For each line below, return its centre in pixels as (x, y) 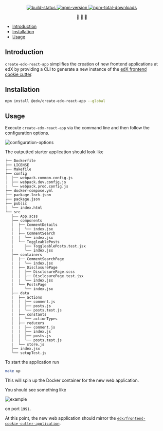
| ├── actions (27, 298)
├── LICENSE (17, 165)
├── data (20, 293)
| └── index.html (24, 208)
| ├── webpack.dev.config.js (36, 182)
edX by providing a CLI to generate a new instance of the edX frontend (76, 69)
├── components (27, 221)
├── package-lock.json (28, 195)
